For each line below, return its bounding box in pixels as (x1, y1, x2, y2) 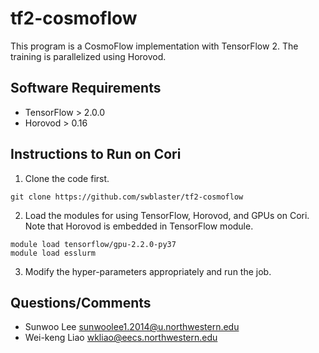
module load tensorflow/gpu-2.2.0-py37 (10, 239, 177, 249)
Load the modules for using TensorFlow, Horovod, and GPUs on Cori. (24, 209, 310, 221)
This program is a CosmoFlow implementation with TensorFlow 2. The (10, 40, 299, 52)
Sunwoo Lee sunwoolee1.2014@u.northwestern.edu (24, 321, 240, 333)
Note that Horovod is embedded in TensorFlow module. (24, 220, 254, 232)
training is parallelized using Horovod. (10, 50, 167, 62)
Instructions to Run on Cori (10, 146, 182, 163)
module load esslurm (10, 248, 97, 258)
